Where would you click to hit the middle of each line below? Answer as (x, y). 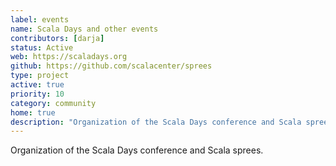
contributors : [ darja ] (57, 38)
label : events (40, 19)
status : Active (42, 47)
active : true (37, 85)
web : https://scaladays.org (69, 57)
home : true (33, 112)
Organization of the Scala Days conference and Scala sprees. (137, 150)
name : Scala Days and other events (84, 29)
